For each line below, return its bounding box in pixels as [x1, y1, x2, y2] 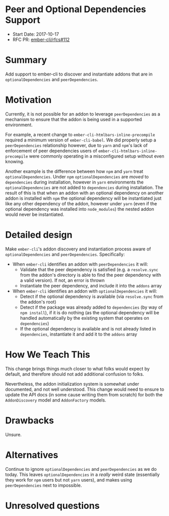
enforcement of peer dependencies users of [5, 148, 97, 154]
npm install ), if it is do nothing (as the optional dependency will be [20, 309, 159, 315]
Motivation [5, 94, 52, 106]
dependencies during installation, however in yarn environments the [5, 179, 144, 185]
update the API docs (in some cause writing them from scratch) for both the [5, 391, 163, 397]
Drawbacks [5, 415, 54, 426]
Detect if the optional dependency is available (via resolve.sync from [20, 293, 164, 300]
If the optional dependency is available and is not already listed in [20, 325, 156, 331]
